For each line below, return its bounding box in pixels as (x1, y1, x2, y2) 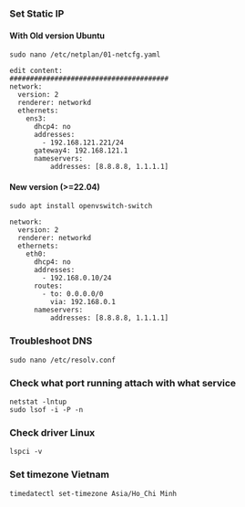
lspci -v (9, 447, 43, 457)
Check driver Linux (9, 426, 96, 438)
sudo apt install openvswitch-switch (9, 202, 153, 211)
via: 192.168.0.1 (49, 298, 117, 307)
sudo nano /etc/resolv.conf (9, 355, 117, 364)
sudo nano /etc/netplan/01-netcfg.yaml (9, 50, 161, 59)
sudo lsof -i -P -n (9, 405, 84, 414)
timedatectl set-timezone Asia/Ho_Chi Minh (9, 489, 178, 498)
